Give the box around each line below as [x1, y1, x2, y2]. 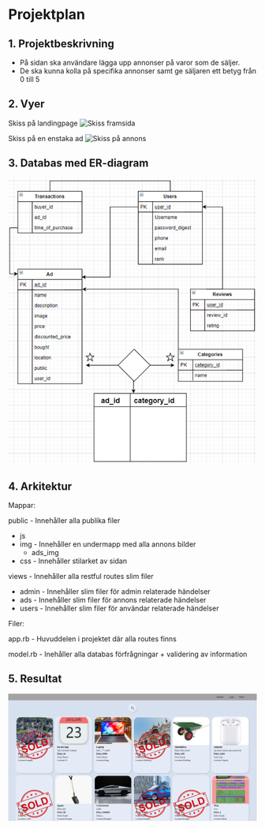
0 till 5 [19, 75, 40, 84]
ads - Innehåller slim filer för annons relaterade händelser [19, 595, 207, 604]
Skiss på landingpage [8, 118, 78, 128]
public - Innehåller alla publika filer [8, 515, 121, 525]
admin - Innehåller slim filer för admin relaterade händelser [19, 586, 211, 596]
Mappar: [8, 500, 35, 510]
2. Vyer [8, 97, 45, 111]
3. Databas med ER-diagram [8, 156, 149, 170]
